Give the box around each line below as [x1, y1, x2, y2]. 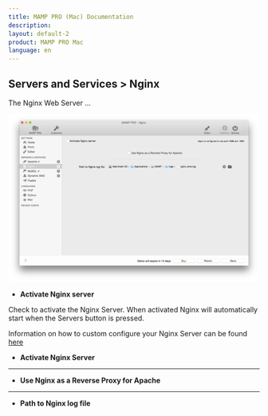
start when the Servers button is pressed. [8, 313, 145, 323]
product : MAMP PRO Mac [8, 38, 84, 46]
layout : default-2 [8, 29, 69, 37]
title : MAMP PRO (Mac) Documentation [8, 13, 134, 21]
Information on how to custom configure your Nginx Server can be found [8, 329, 248, 339]
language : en [8, 46, 52, 55]
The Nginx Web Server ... [8, 98, 92, 108]
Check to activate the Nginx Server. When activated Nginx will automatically [8, 305, 258, 315]
